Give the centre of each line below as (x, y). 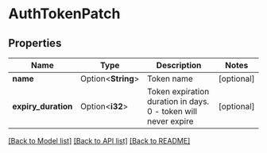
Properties (35, 43)
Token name (170, 78)
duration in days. (178, 101)
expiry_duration (43, 106)
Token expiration (178, 92)
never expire (170, 121)
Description (179, 65)
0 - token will (172, 111)
